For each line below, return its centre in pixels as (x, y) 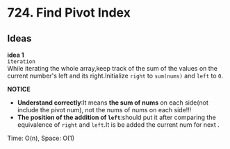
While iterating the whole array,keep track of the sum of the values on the (112, 68)
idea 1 (16, 55)
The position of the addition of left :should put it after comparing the (117, 117)
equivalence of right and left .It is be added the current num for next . (118, 125)
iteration (22, 62)
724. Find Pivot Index (69, 13)
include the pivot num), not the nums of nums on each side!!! (104, 110)
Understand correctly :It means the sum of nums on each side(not (113, 103)
